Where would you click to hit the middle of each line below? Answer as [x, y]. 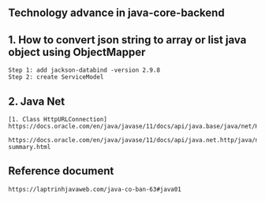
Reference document [61, 171]
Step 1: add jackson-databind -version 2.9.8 [84, 70]
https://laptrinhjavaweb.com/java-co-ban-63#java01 [95, 189]
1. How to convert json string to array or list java [127, 40]
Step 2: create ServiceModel [56, 77]
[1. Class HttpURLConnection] [58, 120]
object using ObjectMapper [77, 52]
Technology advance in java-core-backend [116, 13]
